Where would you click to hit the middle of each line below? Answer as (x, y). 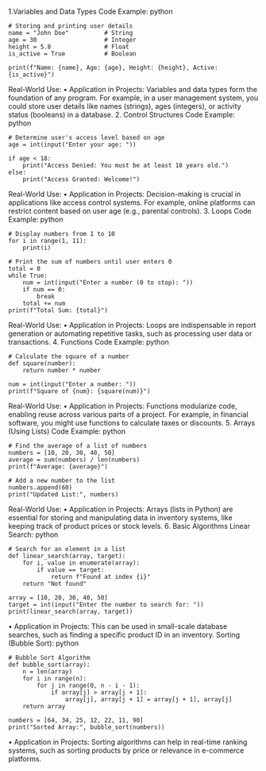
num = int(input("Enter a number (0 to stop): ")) (108, 283)
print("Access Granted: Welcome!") (81, 179)
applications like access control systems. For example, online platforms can (132, 202)
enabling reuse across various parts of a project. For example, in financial (128, 414)
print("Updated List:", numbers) (64, 495)
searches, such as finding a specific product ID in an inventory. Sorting (124, 635)
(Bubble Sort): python (44, 643)
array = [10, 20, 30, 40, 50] (58, 598)
